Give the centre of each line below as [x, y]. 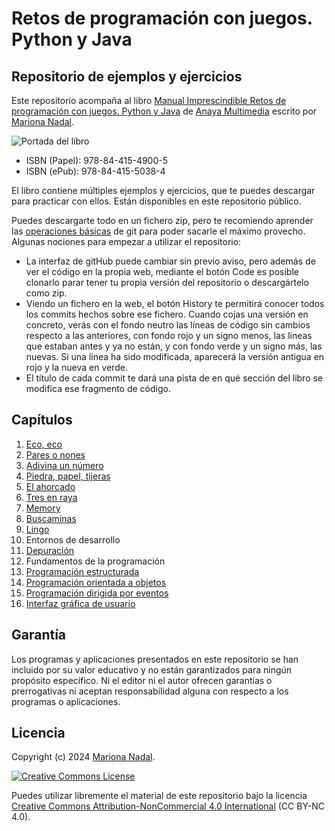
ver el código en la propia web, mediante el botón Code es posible [162, 271]
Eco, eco [44, 444]
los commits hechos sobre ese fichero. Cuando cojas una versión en [167, 314]
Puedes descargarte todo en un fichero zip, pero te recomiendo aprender [162, 220]
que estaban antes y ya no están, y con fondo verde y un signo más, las [174, 346]
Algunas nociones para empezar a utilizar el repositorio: [126, 241]
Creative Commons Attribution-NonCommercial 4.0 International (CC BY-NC [168, 806]
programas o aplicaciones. [66, 701]
